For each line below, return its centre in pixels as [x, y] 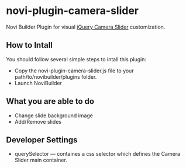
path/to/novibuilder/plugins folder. [56, 76]
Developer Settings [42, 140]
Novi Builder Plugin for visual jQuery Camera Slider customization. [86, 27]
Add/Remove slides [38, 121]
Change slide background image [54, 116]
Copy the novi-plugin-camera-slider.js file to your [74, 71]
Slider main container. [41, 160]
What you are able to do [50, 101]
